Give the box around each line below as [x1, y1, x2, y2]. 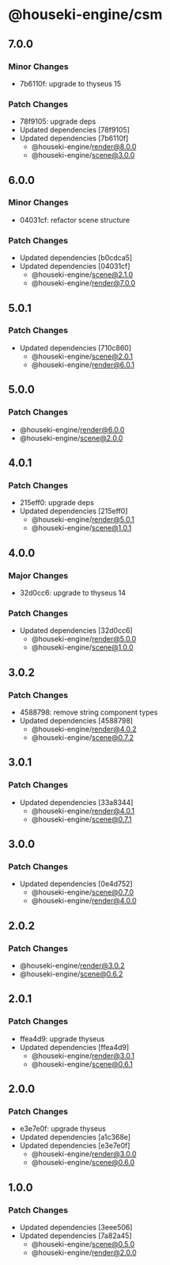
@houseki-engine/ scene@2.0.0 [19, 433, 123, 443]
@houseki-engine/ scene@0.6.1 [31, 1059, 133, 1068]
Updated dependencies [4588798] [19, 715, 133, 725]
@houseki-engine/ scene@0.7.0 [31, 887, 134, 897]
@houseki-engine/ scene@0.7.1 [31, 815, 132, 824]
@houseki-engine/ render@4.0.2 [31, 724, 137, 734]
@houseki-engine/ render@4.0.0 [31, 896, 137, 906]
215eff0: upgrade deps [19, 498, 95, 508]
